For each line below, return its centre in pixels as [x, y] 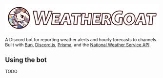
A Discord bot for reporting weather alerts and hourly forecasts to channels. [81, 39]
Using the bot [26, 60]
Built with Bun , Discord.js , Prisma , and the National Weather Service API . [78, 45]
